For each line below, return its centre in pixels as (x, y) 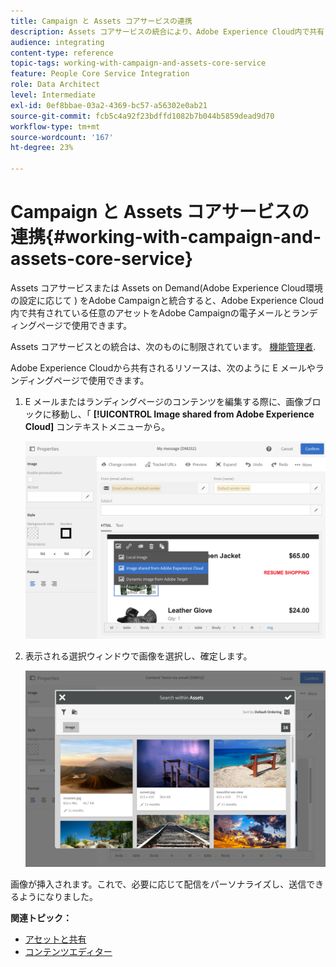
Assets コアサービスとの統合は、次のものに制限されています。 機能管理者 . (163, 346)
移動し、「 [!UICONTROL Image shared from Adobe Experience (183, 414)
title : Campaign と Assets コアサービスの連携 (101, 21)
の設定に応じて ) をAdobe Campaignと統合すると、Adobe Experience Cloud (167, 300)
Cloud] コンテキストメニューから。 (97, 426)
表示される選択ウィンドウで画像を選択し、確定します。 (138, 656)
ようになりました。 (58, 897)
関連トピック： (41, 918)
